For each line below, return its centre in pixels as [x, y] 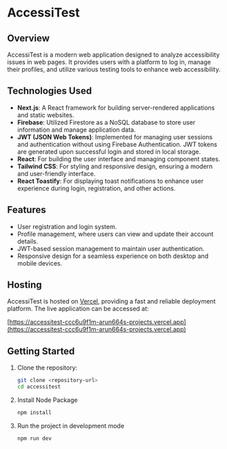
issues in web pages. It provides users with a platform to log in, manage [109, 62]
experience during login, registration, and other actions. [96, 188]
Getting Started [41, 351]
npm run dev [34, 438]
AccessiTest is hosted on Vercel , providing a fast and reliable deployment [111, 301]
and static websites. [46, 114]
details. [28, 241]
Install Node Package [47, 400]
